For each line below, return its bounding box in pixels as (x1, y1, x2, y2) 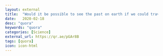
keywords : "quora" (5, 25, 42, 30)
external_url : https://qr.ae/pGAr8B (5, 35, 79, 39)
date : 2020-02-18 (5, 16, 45, 21)
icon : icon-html (5, 43, 38, 48)
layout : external (5, 7, 40, 12)
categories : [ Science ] (5, 30, 51, 35)
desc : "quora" (5, 20, 34, 26)
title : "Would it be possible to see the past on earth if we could (5, 12, 149, 17)
